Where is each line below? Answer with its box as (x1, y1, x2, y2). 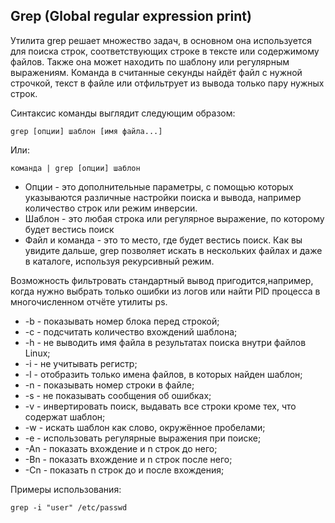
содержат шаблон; (24, 410, 106, 423)
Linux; (24, 347, 51, 359)
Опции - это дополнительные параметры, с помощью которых (24, 180, 294, 193)
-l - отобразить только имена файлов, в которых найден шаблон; (24, 368, 303, 380)
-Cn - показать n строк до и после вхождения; (24, 464, 225, 476)
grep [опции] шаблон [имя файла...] (10, 126, 163, 136)
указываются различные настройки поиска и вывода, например (24, 191, 302, 203)
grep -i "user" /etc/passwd (10, 502, 128, 513)
